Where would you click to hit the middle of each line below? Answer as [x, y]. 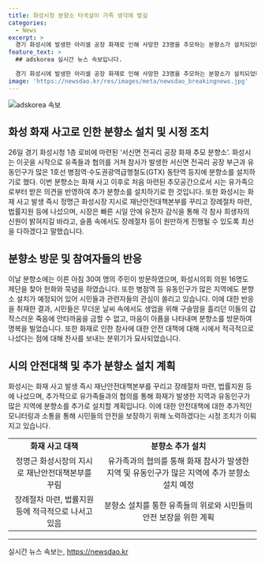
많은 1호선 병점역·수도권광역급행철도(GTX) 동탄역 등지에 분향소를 [135, 172]
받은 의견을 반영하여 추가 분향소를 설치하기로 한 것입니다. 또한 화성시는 [137, 192]
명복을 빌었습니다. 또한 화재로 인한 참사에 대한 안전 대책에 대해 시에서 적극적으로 [131, 329]
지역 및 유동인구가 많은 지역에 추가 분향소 [178, 473]
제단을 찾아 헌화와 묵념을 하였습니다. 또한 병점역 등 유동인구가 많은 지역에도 [124, 289]
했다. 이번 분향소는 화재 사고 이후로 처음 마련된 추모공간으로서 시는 [125, 182]
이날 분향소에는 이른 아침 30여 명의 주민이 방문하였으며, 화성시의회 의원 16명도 [129, 279]
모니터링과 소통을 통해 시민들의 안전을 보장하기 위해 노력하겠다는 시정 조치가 [125, 416]
